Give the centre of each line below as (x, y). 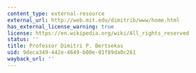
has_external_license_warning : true (61, 26)
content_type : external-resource (56, 14)
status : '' (23, 40)
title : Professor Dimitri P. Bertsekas (65, 46)
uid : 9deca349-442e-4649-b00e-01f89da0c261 (72, 53)
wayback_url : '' (31, 59)
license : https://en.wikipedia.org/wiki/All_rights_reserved (98, 33)
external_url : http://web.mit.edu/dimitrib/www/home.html (93, 20)
